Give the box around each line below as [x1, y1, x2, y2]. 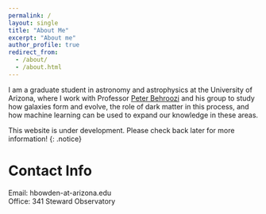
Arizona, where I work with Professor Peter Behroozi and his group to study [8, 93, 256, 103]
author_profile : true [8, 41, 80, 49]
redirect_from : [8, 48, 59, 56]
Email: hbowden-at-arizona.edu [8, 188, 112, 197]
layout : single [8, 19, 59, 27]
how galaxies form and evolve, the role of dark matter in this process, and [8, 101, 249, 111]
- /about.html [15, 63, 62, 71]
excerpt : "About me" [8, 33, 77, 42]
